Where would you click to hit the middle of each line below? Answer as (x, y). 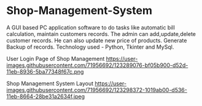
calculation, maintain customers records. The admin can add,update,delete (101, 34)
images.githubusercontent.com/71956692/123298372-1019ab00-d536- (97, 90)
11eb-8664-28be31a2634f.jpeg (45, 96)
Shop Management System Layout (50, 83)
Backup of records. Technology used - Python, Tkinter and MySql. (90, 47)
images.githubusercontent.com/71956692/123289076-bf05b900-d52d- (97, 65)
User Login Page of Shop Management (56, 58)
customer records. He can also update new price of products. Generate (97, 40)
